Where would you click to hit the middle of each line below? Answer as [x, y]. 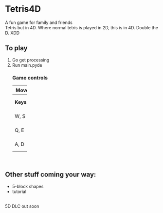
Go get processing [31, 60]
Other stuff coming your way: [51, 175]
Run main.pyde [27, 65]
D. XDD [12, 33]
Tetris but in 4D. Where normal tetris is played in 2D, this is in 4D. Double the [82, 27]
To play [16, 48]
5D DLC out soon [22, 206]
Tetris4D [23, 9]
